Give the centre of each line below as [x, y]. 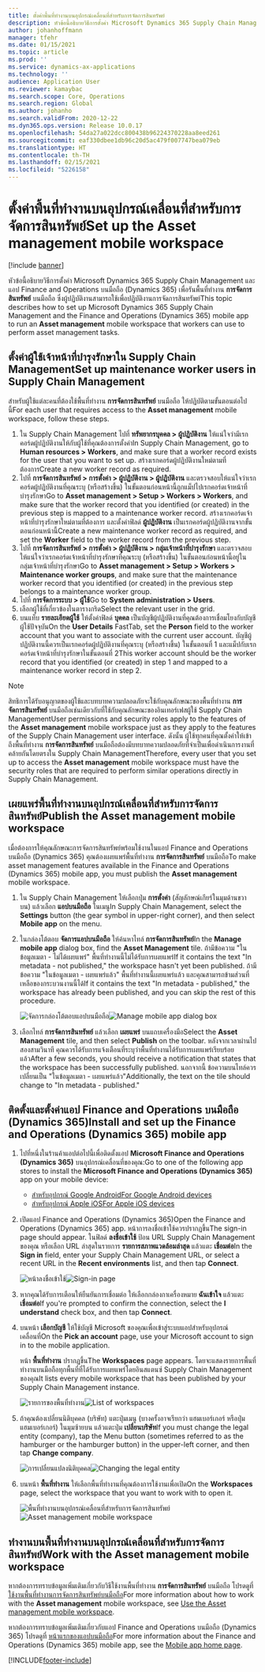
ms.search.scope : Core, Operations [67, 96]
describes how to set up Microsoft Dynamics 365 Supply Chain [111, 307]
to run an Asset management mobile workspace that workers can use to [127, 324]
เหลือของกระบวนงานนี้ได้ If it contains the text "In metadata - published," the [134, 983]
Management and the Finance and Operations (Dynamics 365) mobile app [129, 315]
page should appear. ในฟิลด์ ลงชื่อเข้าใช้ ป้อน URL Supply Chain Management [137, 1238]
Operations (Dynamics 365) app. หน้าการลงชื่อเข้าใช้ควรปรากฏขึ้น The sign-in [133, 1228]
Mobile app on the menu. [61, 923]
